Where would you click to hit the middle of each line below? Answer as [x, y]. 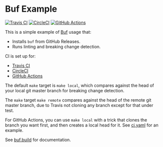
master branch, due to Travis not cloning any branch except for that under [79, 105]
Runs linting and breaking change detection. [56, 46]
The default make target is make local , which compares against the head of [80, 85]
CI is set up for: [20, 56]
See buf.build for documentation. [38, 140]
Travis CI [21, 65]
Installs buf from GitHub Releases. [46, 41]
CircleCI [20, 71]
